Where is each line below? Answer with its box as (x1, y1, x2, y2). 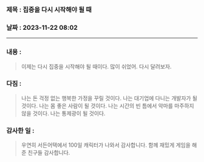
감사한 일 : (6, 126, 35, 135)
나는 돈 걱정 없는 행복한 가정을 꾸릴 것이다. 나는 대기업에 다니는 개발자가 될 (21, 94, 198, 102)
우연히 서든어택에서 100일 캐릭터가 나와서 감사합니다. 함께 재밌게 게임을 (21, 141, 191, 149)
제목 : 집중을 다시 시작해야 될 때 (6, 5, 92, 13)
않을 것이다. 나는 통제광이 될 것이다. (21, 110, 106, 117)
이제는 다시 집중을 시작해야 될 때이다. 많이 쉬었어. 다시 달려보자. (21, 63, 172, 70)
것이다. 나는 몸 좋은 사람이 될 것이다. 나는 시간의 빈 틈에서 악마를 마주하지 (21, 102, 194, 109)
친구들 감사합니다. (27, 149, 70, 157)
